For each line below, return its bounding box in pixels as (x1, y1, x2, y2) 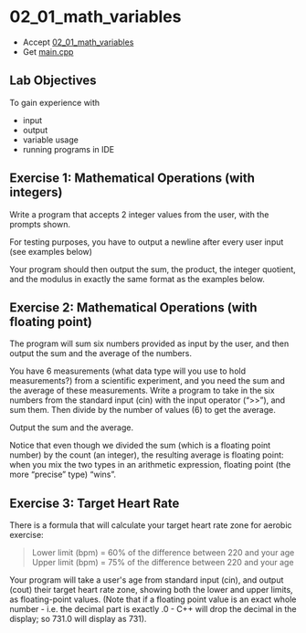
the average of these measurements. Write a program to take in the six (9, 385, 276, 396)
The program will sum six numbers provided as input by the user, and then (9, 338, 290, 349)
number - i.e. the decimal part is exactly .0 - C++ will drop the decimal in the (9, 604, 297, 615)
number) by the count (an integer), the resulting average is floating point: (9, 449, 285, 460)
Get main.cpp (22, 46, 74, 57)
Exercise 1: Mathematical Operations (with (9, 171, 256, 186)
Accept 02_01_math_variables (22, 37, 134, 47)
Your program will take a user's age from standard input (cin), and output (9, 575, 284, 586)
